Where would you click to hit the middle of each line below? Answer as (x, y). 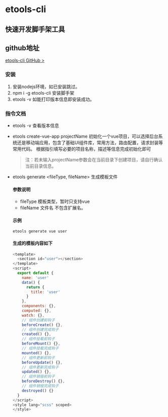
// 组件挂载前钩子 (39, 339)
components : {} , (39, 306)
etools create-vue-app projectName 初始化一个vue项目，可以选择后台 (86, 136)
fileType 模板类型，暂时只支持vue (55, 201)
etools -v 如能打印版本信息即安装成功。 (53, 99)
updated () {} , (37, 372)
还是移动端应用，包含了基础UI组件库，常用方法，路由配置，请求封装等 (90, 142)
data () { (31, 282)
